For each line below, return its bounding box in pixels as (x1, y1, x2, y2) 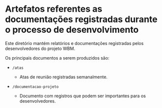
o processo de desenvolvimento (5, 24, 139, 35)
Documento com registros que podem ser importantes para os (19, 93, 146, 99)
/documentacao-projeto (12, 84, 59, 89)
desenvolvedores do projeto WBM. (5, 45, 75, 51)
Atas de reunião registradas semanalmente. (19, 74, 108, 80)
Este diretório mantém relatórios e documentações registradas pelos (5, 40, 144, 46)
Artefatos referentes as (5, 3, 103, 15)
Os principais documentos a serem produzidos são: (5, 55, 109, 61)
